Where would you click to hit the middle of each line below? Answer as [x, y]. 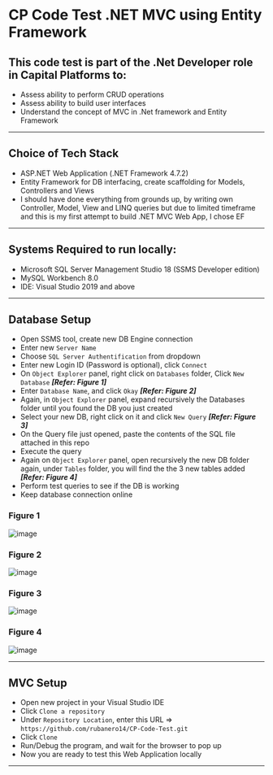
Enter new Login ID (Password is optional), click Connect [114, 365]
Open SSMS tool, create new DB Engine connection [106, 339]
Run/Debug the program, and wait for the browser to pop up [121, 746]
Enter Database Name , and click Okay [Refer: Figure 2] [108, 391]
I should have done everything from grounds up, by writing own [127, 199]
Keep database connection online [76, 494]
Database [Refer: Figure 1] [63, 382]
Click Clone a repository [63, 711]
